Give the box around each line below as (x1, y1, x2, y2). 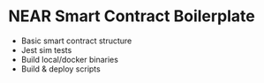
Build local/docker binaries (20, 54, 118, 64)
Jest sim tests (20, 44, 72, 55)
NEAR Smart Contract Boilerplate (8, 6, 255, 26)
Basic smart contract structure (20, 35, 132, 46)
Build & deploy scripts (20, 64, 101, 74)
